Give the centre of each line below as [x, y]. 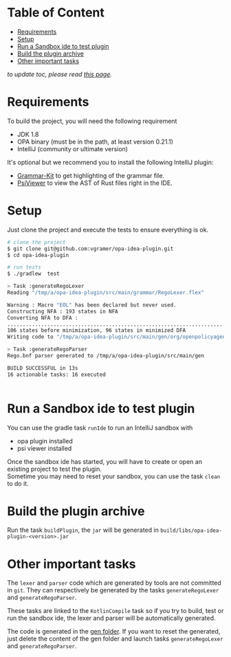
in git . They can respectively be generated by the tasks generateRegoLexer [113, 590]
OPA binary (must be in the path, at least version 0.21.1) [95, 142]
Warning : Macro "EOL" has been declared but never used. [92, 305]
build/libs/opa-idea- [191, 531]
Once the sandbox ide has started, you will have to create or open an [105, 461]
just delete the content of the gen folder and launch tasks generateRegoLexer [115, 639]
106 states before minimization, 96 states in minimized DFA [97, 331]
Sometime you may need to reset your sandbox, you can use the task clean [114, 476]
